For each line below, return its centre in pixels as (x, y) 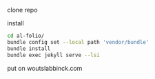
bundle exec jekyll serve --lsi (53, 55)
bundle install (29, 48)
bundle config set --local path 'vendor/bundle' (78, 42)
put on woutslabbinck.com (45, 68)
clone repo (22, 10)
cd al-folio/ (26, 36)
